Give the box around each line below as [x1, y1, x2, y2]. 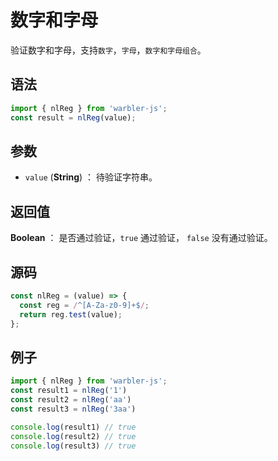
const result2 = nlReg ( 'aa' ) [10, 395, 132, 405]
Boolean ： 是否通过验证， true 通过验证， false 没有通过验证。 [10, 232, 273, 244]
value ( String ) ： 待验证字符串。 [24, 171, 158, 183]
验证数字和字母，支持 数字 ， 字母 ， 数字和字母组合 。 [10, 44, 207, 56]
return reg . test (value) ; [19, 309, 123, 320]
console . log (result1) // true [10, 422, 137, 432]
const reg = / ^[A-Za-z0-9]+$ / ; [19, 300, 150, 310]
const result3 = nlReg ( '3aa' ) [10, 404, 137, 414]
